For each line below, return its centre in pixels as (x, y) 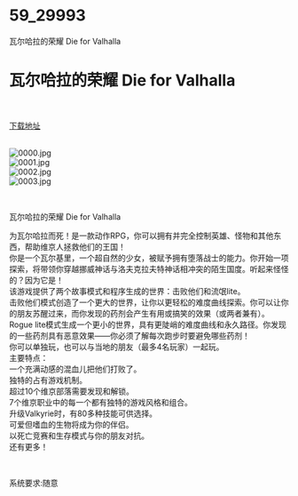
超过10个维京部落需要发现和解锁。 (72, 391)
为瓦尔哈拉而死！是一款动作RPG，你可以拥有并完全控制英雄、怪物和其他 (141, 236)
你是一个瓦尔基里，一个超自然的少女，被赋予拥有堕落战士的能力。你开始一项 (149, 258)
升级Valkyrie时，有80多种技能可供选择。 (83, 413)
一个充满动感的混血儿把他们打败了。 (75, 369)
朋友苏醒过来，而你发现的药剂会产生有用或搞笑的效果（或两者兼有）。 (143, 313)
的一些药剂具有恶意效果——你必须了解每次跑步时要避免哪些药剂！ (129, 335)
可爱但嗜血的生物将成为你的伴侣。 (71, 424)
